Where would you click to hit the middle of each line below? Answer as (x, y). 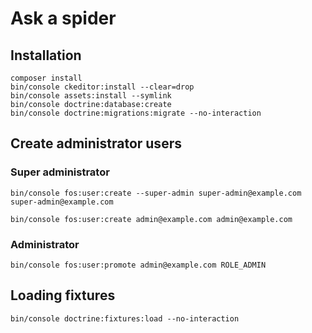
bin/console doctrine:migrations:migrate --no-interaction (136, 113)
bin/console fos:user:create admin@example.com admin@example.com (151, 219)
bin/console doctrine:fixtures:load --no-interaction (125, 318)
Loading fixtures (63, 295)
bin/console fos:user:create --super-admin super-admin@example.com (156, 193)
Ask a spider (63, 18)
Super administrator (60, 172)
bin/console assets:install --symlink (91, 96)
